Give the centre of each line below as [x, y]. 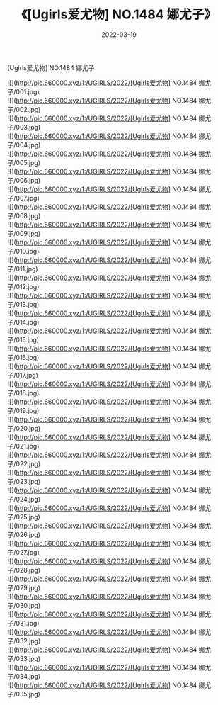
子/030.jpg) [24, 605]
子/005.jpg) [24, 162]
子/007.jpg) [24, 198]
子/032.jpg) [24, 641]
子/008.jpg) [24, 215]
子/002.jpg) [24, 109]
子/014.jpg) [23, 322]
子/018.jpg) [23, 393]
